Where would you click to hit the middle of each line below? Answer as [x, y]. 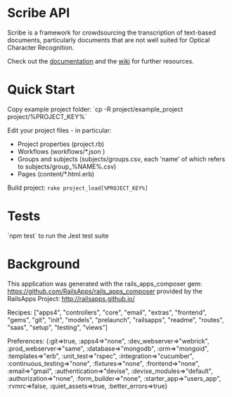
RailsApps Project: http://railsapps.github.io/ [71, 298]
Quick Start [41, 90]
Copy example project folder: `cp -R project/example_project [95, 109]
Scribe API [39, 13]
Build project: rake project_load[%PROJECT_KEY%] [78, 188]
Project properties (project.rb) [61, 144]
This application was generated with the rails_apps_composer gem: [105, 283]
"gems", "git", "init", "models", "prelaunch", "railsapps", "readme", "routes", [116, 319]
